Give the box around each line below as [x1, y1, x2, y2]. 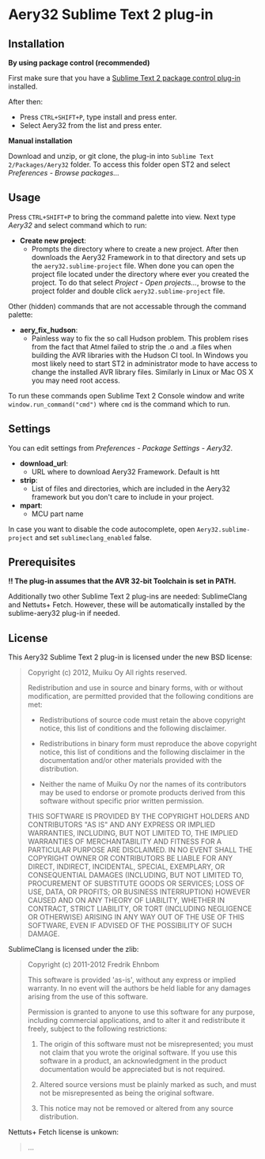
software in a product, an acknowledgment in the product [39, 1056, 227, 1066]
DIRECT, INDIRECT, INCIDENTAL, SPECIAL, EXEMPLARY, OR [27, 862, 225, 871]
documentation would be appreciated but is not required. [39, 1065, 225, 1074]
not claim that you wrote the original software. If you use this [39, 1048, 237, 1057]
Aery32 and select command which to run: [8, 220, 147, 230]
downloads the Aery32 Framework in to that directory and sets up [31, 252, 247, 262]
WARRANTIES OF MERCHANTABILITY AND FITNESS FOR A [27, 836, 222, 847]
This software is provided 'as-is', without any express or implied [27, 975, 237, 985]
